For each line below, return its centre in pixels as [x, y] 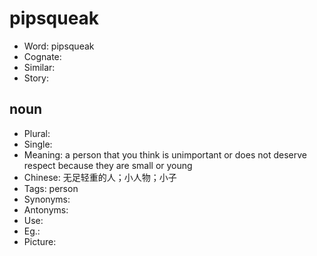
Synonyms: [47, 199]
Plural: [37, 133]
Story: [36, 78]
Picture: [40, 241]
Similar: [39, 67]
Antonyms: [46, 209]
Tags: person [51, 188]
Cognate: [42, 56]
